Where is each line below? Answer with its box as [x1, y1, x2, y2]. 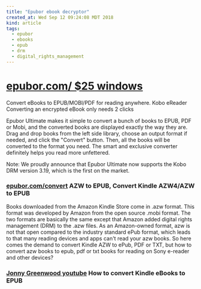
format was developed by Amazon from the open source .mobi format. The [6, 209, 191, 216]
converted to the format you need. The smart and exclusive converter [6, 142, 178, 150]
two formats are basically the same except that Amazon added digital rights [6, 215, 193, 222]
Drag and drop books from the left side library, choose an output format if [6, 130, 187, 137]
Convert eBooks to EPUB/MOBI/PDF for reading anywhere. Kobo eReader [6, 99, 187, 106]
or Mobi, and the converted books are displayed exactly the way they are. [6, 124, 188, 131]
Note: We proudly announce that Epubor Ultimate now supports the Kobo [6, 160, 187, 168]
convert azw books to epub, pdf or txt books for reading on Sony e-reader [6, 247, 190, 255]
